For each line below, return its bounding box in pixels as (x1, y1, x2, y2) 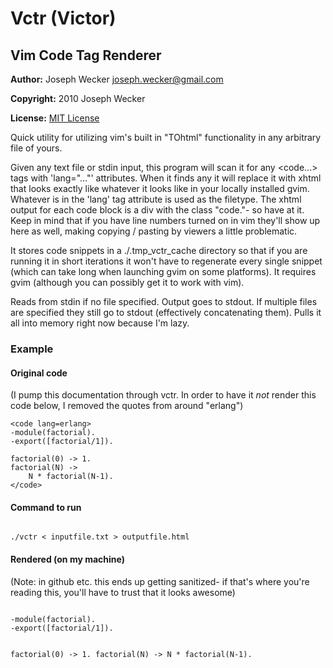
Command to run (10, 501, 82, 513)
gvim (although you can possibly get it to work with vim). (10, 277, 245, 288)
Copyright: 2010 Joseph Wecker (10, 93, 146, 104)
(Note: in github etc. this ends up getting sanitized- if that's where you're (10, 575, 310, 587)
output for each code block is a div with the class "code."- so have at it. (10, 204, 305, 216)
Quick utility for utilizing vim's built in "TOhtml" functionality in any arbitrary (10, 132, 322, 143)
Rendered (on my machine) (10, 553, 125, 565)
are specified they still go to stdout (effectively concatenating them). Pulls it (10, 307, 322, 318)
